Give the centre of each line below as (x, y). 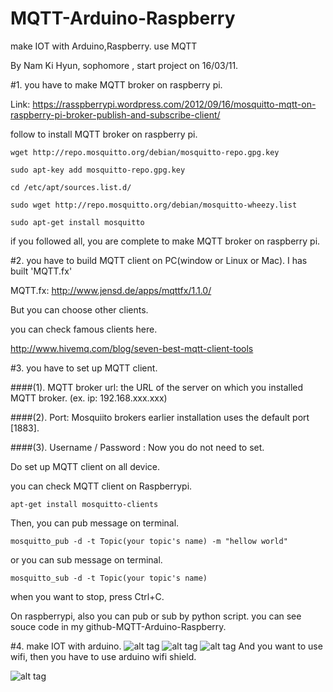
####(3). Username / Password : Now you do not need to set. (137, 447)
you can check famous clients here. (84, 329)
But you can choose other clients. (79, 309)
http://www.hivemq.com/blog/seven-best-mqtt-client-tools (132, 348)
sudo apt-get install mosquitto (77, 222)
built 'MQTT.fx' (41, 271)
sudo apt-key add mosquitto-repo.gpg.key (98, 170)
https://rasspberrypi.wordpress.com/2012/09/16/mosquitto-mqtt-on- (174, 104)
